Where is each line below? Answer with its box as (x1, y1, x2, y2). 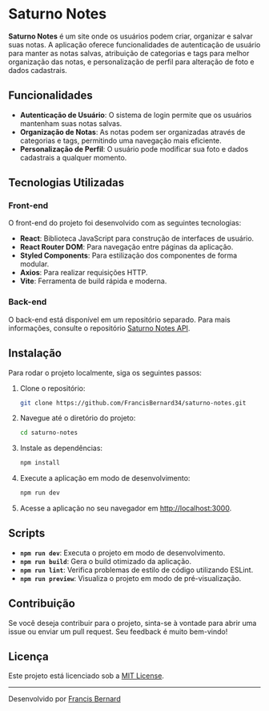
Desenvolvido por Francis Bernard (8, 694, 122, 704)
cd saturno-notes (19, 429, 78, 437)
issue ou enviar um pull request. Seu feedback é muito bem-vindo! (8, 627, 228, 636)
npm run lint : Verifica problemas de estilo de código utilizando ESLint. (19, 565, 254, 575)
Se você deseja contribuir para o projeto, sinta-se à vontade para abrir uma (8, 618, 257, 628)
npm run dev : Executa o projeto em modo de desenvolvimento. (19, 547, 226, 558)
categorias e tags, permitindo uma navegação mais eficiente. (19, 136, 222, 145)
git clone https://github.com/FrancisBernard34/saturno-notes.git (19, 399, 247, 407)
